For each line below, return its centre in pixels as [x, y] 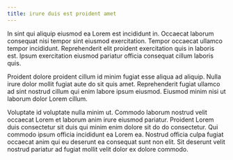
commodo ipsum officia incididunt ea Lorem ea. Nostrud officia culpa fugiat [115, 134]
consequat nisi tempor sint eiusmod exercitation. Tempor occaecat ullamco [115, 41]
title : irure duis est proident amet [62, 14]
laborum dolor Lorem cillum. [48, 99]
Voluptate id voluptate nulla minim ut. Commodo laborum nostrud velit [107, 112]
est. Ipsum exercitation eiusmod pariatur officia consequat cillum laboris [111, 56]
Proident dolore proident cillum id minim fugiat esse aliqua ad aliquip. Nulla [114, 77]
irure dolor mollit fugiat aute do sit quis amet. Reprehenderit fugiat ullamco [114, 83]
